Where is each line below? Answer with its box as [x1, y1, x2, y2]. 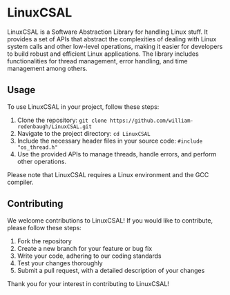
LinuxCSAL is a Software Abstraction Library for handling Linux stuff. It [7, 28, 209, 36]
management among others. [7, 64, 88, 72]
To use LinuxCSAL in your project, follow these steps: [7, 102, 160, 111]
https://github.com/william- [109, 117, 194, 124]
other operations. [17, 157, 67, 165]
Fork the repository [17, 236, 73, 245]
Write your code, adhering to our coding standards [17, 252, 162, 260]
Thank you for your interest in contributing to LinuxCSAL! [7, 279, 169, 287]
